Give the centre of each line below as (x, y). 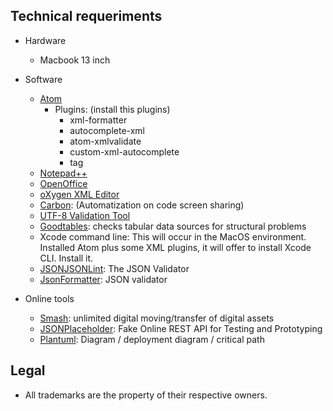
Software (43, 79)
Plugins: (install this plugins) (112, 109)
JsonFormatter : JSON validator (103, 279)
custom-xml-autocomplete (124, 151)
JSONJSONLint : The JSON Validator (114, 268)
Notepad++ (63, 173)
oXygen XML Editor (79, 194)
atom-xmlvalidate (105, 141)
